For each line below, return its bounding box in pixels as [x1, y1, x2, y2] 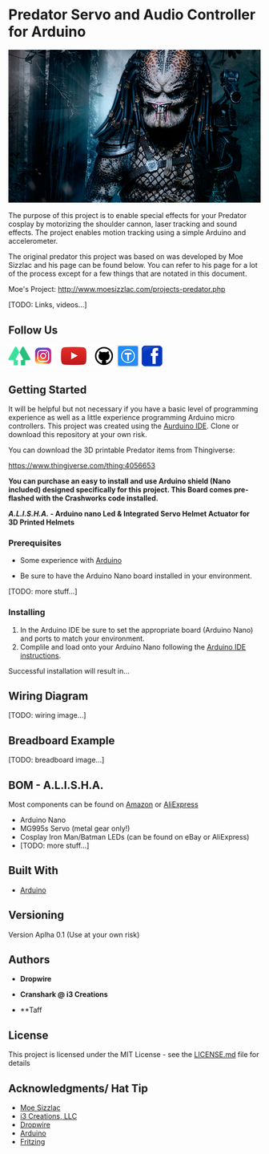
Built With [8, 864, 58, 877]
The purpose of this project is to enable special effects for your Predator [8, 211, 247, 221]
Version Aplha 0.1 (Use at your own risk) [8, 929, 140, 939]
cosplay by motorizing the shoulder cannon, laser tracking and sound [8, 219, 238, 229]
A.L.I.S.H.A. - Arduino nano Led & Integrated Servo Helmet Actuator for [8, 509, 251, 519]
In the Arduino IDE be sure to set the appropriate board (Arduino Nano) [19, 625, 254, 634]
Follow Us [8, 323, 58, 337]
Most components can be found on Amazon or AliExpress [8, 800, 199, 809]
